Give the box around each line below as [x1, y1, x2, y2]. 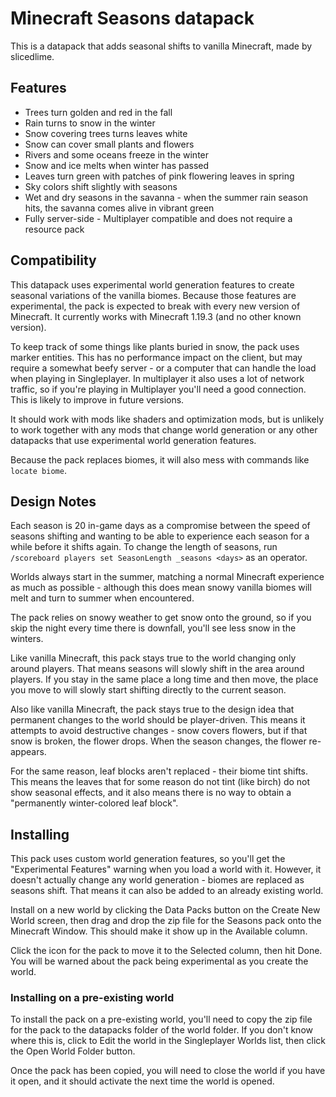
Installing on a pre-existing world [10, 991, 175, 1005]
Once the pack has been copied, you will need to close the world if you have [10, 1065, 326, 1077]
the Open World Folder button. [10, 1045, 136, 1057]
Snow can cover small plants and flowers [24, 138, 195, 150]
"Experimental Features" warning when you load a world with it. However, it [10, 863, 322, 876]
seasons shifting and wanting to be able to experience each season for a [10, 530, 310, 542]
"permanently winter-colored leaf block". [10, 797, 179, 809]
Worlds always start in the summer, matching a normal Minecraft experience [10, 571, 325, 583]
